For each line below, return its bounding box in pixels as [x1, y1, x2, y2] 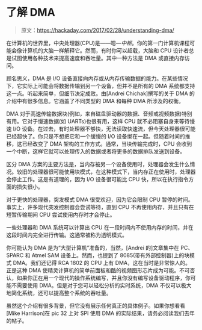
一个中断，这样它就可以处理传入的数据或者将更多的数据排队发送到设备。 [6, 148, 185, 155]
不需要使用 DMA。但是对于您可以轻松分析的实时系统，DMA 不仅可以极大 [11, 281, 192, 289]
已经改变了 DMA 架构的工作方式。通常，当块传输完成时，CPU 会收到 [22, 140, 192, 148]
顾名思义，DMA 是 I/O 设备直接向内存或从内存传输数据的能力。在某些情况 [6, 75, 188, 82]
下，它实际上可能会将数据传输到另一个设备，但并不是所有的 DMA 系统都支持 [6, 82, 195, 89]
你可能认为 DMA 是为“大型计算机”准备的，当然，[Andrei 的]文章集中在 [6, 244, 179, 251]
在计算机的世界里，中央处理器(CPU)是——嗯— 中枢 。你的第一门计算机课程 [6, 39, 190, 46]
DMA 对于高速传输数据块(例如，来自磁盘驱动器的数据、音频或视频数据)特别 [6, 110, 192, 117]
